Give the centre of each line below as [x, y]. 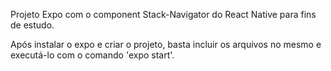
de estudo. [32, 25]
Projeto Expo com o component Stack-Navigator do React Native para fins [163, 14]
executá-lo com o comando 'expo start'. [92, 55]
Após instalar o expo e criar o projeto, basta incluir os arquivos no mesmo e [166, 44]
